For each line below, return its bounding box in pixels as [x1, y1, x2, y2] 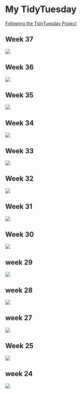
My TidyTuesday [5, 4, 77, 15]
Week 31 [5, 202, 33, 211]
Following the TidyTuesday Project [5, 20, 77, 26]
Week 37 [5, 35, 34, 44]
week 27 [5, 314, 33, 322]
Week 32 [5, 174, 34, 183]
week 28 [5, 286, 33, 294]
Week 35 [5, 90, 34, 100]
